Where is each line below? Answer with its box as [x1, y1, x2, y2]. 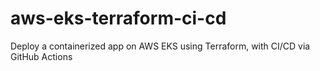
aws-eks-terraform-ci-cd [10, 7, 227, 30]
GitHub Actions [10, 50, 73, 62]
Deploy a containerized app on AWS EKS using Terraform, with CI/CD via [10, 40, 311, 52]
